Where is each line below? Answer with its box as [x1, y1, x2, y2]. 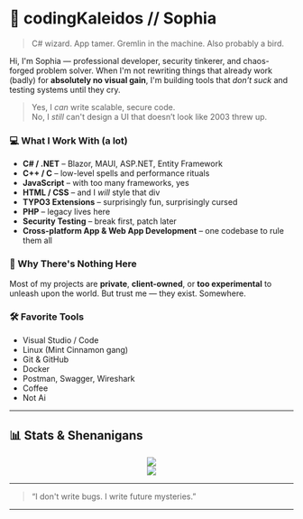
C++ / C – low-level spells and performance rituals [22, 168, 210, 179]
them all [22, 235, 52, 246]
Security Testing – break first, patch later [22, 216, 178, 227]
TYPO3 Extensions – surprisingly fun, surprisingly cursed [22, 197, 238, 208]
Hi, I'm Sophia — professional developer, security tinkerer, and [9, 55, 242, 66]
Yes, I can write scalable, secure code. [31, 101, 176, 112]
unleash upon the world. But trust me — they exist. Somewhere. [9, 288, 246, 299]
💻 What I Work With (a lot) [9, 134, 128, 147]
